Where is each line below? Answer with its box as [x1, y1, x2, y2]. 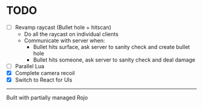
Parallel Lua [14, 63, 45, 70]
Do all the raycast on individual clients [24, 31, 119, 37]
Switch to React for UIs [14, 76, 72, 83]
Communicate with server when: [24, 37, 106, 44]
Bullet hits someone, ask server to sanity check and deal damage [33, 56, 196, 63]
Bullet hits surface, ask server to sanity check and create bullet [33, 44, 190, 50]
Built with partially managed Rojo [6, 94, 88, 102]
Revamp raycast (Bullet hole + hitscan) [14, 24, 112, 31]
